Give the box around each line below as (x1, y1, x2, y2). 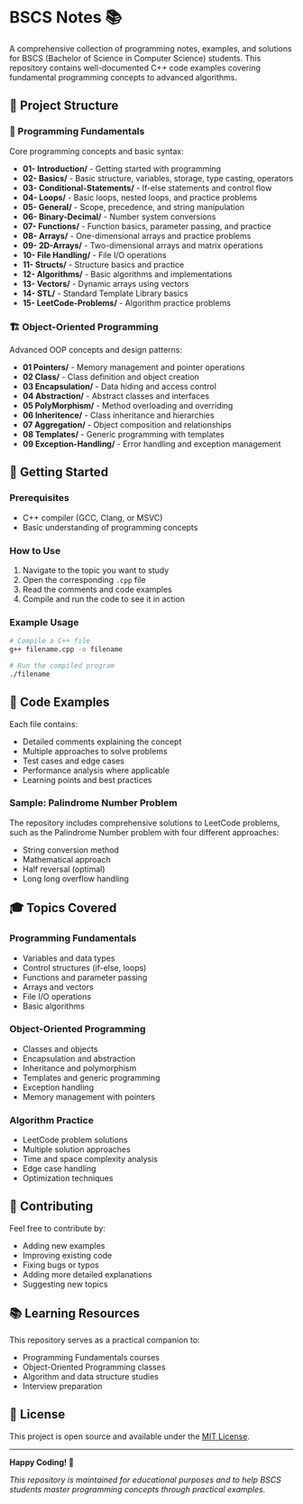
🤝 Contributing (9, 1199, 94, 1214)
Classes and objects (22, 1043, 98, 1054)
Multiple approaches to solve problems (22, 745, 169, 756)
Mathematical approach (22, 853, 111, 864)
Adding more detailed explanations (22, 1269, 152, 1279)
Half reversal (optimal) (22, 863, 106, 874)
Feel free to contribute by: (9, 1223, 106, 1233)
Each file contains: (9, 718, 78, 729)
